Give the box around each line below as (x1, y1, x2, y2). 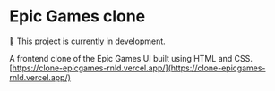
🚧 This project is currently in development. (9, 36, 166, 46)
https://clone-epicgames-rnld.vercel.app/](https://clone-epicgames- (12, 62, 266, 73)
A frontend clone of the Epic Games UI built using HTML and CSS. (9, 53, 253, 63)
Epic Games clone (9, 6, 146, 27)
